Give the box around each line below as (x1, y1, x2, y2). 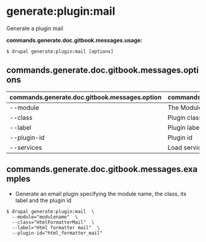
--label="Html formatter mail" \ (12, 224, 100, 231)
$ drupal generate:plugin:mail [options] (6, 48, 114, 55)
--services (9, 143, 42, 152)
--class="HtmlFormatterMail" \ (12, 219, 95, 225)
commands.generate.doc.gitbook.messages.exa (6, 164, 198, 174)
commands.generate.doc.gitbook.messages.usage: (6, 36, 143, 44)
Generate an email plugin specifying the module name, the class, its (15, 190, 187, 197)
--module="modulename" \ (12, 214, 78, 220)
